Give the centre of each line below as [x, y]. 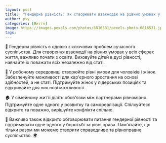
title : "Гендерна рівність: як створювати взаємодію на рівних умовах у [83, 14]
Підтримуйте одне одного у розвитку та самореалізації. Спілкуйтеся [78, 105]
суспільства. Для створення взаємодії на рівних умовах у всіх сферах [80, 52]
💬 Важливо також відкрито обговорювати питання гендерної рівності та [81, 119]
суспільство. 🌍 [21, 135]
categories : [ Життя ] [26, 23]
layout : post [19, 10]
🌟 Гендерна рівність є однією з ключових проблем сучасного [70, 47]
